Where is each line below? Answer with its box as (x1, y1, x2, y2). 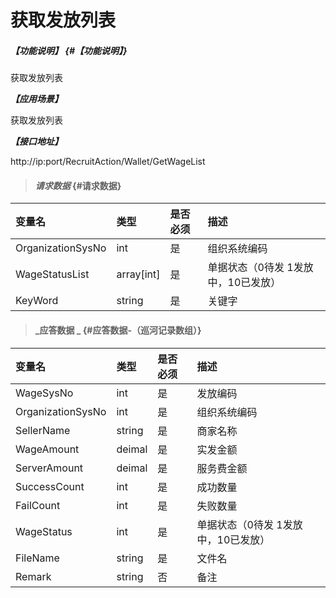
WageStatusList (15, 267, 90, 281)
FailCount (15, 498, 61, 512)
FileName (15, 551, 60, 565)
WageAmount (15, 442, 80, 456)
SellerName (15, 423, 71, 437)
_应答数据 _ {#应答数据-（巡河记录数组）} (34, 324, 202, 336)
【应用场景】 (10, 93, 63, 105)
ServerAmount (15, 461, 84, 475)
